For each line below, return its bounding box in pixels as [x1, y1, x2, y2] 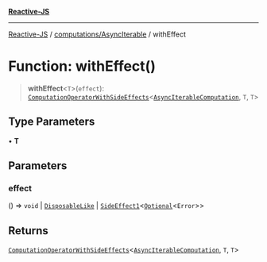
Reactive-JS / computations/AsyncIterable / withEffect [8, 29, 187, 39]
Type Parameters [8, 115, 95, 129]
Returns [8, 224, 49, 237]
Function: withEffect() [8, 57, 157, 75]
